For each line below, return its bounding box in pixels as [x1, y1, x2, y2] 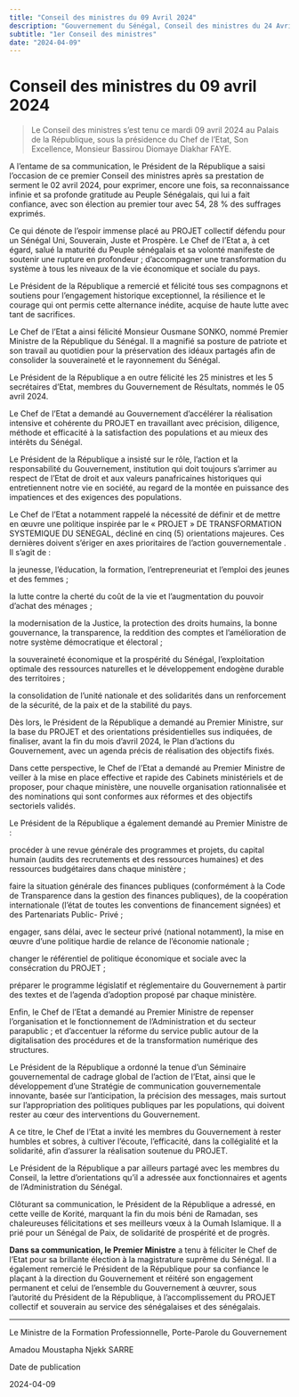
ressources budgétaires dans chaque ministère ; [9, 864, 187, 875]
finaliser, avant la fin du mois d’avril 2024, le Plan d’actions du [9, 736, 235, 747]
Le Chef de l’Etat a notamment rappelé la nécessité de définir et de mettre [9, 509, 280, 520]
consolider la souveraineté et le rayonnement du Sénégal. [9, 355, 221, 366]
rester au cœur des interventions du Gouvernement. [9, 1109, 200, 1120]
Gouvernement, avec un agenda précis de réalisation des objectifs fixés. [9, 745, 275, 756]
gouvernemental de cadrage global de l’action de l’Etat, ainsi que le [9, 1072, 256, 1082]
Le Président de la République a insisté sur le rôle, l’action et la [9, 454, 238, 464]
